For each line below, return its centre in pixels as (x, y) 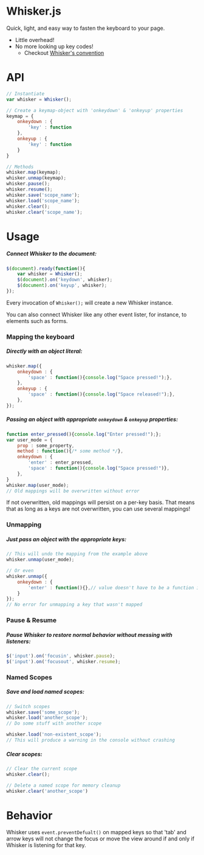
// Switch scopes (28, 706)
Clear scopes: (24, 754)
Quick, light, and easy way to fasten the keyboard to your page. (86, 28)
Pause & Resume (32, 620)
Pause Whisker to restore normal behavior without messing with (90, 634)
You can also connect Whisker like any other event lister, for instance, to (97, 314)
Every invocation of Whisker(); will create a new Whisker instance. (90, 302)
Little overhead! (35, 40)
